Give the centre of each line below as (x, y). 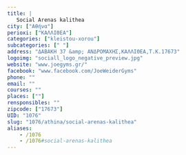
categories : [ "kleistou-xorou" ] (53, 39)
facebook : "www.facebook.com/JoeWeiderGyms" (72, 71)
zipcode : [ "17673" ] (35, 109)
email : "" (21, 84)
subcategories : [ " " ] (38, 45)
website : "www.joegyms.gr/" (48, 64)
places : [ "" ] (26, 97)
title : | (20, 13)
